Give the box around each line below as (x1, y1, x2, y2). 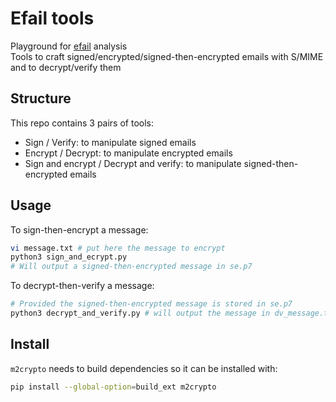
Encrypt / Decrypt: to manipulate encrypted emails (24, 147, 233, 159)
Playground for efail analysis (10, 40, 128, 52)
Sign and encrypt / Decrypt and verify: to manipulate (24, 157, 242, 169)
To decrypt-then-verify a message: (10, 280, 155, 292)
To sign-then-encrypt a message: (10, 223, 149, 236)
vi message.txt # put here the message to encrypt (10, 243, 226, 253)
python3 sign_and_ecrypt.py (10, 252, 128, 262)
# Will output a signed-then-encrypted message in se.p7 (10, 262, 253, 272)
